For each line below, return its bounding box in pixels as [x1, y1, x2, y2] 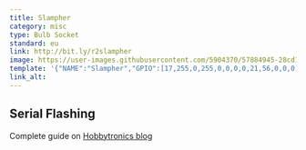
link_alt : [9, 73, 47, 82]
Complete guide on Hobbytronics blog [9, 130, 153, 141]
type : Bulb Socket [9, 30, 79, 39]
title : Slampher [9, 13, 71, 23]
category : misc [9, 22, 67, 31]
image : [9, 55, 35, 65]
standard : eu [9, 38, 59, 48]
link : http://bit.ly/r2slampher [9, 47, 132, 56]
